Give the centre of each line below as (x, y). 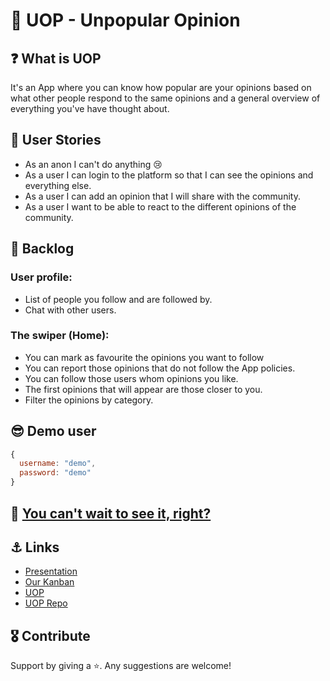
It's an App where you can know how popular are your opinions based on (161, 87)
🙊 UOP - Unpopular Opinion (125, 20)
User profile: (41, 277)
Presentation (51, 571)
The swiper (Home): (60, 336)
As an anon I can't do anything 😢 (93, 164)
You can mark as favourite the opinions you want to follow (144, 357)
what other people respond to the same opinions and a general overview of (165, 98)
